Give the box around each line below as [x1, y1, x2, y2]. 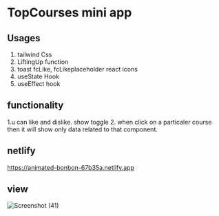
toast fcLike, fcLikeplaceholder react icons [17, 65, 138, 73]
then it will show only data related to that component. [7, 125, 158, 133]
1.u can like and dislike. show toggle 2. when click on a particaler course [7, 118, 212, 126]
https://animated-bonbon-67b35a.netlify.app [7, 163, 134, 171]
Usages [7, 32, 41, 44]
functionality [7, 100, 64, 111]
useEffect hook [17, 80, 61, 87]
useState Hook [17, 72, 60, 80]
